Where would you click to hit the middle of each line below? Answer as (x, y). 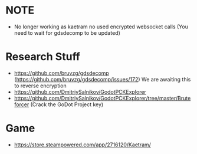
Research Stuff (43, 57)
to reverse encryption (40, 86)
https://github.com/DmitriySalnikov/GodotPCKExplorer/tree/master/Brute (102, 98)
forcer (22, 104)
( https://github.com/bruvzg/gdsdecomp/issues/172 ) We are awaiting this (102, 79)
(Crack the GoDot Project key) (67, 104)
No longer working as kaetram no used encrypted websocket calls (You (101, 27)
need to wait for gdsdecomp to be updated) (67, 32)
